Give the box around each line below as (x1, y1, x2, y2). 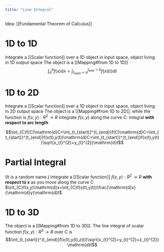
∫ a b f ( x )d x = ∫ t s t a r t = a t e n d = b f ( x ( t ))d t (47, 67, 117, 76)
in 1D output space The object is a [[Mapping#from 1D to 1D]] (5, 59, 128, 65)
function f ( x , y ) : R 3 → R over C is (5, 228, 72, 235)
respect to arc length (5, 119, 48, 125)
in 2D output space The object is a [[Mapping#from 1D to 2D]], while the (5, 109, 151, 114)
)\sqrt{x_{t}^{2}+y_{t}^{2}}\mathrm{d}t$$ (41, 140, 124, 145)
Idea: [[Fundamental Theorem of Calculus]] (5, 21, 92, 27)
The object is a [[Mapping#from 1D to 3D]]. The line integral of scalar (5, 223, 144, 229)
